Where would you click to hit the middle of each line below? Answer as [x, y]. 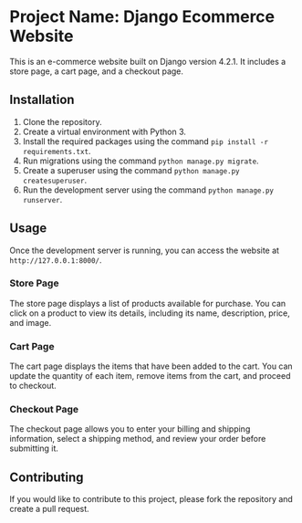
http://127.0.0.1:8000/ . [56, 260]
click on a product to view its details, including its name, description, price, [150, 313]
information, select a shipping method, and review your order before [138, 439]
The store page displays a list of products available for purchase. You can [148, 303]
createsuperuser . [55, 180]
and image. [31, 322]
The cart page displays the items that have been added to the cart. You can [151, 366]
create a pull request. [49, 509]
